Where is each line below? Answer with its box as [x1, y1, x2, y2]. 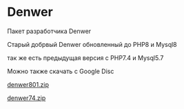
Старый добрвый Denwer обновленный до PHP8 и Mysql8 [7, 40, 177, 48]
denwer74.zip [7, 94, 46, 102]
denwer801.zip [7, 80, 50, 88]
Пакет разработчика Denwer [7, 27, 92, 35]
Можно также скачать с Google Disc [7, 67, 114, 75]
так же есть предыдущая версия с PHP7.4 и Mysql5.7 [7, 53, 164, 62]
